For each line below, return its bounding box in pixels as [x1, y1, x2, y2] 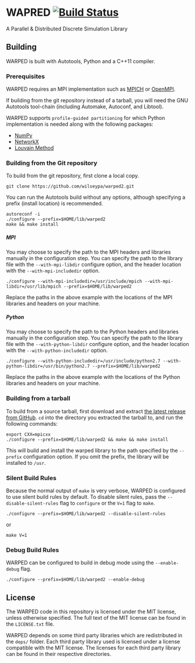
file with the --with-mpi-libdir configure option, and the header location [6, 261, 182, 268]
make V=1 [6, 532, 27, 538]
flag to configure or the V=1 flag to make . [60, 499, 155, 506]
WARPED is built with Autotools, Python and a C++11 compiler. [6, 57, 156, 64]
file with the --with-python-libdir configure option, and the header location [6, 341, 190, 348]
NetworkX [14, 138, 39, 146]
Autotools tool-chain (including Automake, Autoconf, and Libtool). [6, 103, 164, 110]
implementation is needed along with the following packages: [6, 120, 154, 128]
